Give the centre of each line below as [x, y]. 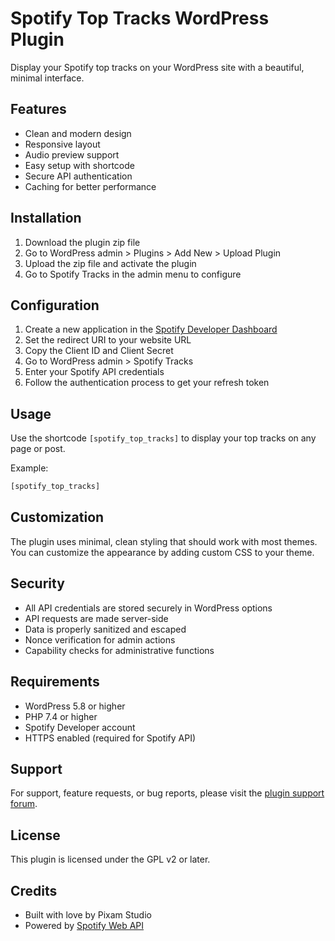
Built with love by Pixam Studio [88, 914]
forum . [24, 804]
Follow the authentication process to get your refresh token [147, 383]
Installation [46, 218]
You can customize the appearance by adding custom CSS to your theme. [162, 552]
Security [37, 583]
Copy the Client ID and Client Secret [99, 351]
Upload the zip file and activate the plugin [110, 263]
